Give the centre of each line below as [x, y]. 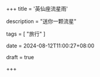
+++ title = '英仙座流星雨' [37, 9]
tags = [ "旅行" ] [26, 34]
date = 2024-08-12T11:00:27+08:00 [50, 46]
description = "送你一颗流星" [41, 21]
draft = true [20, 57]
